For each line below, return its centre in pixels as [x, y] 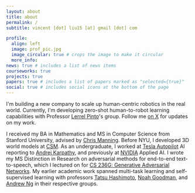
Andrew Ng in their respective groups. [52, 184]
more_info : [25, 60]
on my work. [21, 123]
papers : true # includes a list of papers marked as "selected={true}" [95, 82]
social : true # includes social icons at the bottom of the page [87, 87]
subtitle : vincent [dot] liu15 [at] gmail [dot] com [72, 28]
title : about [22, 17]
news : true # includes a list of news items [61, 66]
